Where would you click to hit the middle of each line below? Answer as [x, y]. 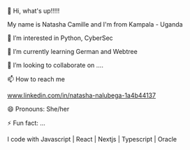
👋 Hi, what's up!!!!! [34, 11]
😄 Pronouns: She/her [38, 109]
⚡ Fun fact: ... [26, 123]
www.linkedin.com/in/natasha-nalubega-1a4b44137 [81, 95]
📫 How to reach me [36, 79]
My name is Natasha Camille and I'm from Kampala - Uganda [95, 24]
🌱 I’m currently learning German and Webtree [72, 52]
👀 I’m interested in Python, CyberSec [60, 38]
